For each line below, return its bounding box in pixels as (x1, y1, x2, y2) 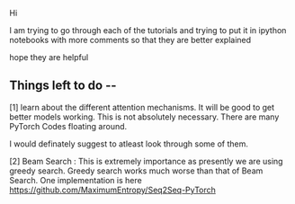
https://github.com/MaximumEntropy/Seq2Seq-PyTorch (9, 184, 216, 195)
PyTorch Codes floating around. (9, 120, 128, 131)
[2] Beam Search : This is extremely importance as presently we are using (9, 155, 283, 166)
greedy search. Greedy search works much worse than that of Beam (9, 165, 264, 176)
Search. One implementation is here (9, 174, 142, 185)
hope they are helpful (9, 52, 89, 62)
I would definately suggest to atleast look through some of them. (9, 138, 249, 149)
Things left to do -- (9, 78, 117, 93)
